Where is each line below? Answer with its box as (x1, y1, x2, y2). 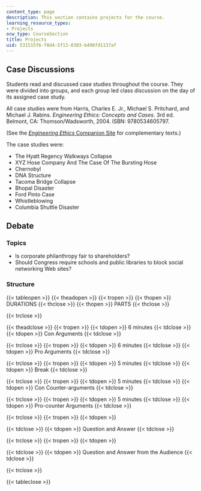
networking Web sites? (14, 265, 72, 273)
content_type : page (6, 8, 55, 15)
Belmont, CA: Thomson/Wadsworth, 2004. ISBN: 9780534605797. (6, 118, 170, 125)
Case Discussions (6, 64, 75, 75)
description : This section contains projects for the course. (6, 14, 165, 20)
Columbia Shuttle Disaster (14, 203, 80, 211)
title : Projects (6, 37, 47, 43)
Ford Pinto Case (14, 190, 55, 198)
